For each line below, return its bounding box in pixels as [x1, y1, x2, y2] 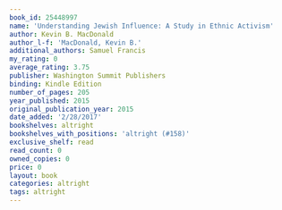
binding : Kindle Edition [9, 80, 102, 88]
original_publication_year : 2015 [9, 105, 134, 113]
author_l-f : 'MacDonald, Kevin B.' [9, 38, 142, 47]
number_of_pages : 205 [9, 88, 90, 97]
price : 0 [9, 163, 42, 172]
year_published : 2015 [9, 96, 90, 105]
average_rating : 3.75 [9, 63, 90, 72]
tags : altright [9, 188, 66, 197]
